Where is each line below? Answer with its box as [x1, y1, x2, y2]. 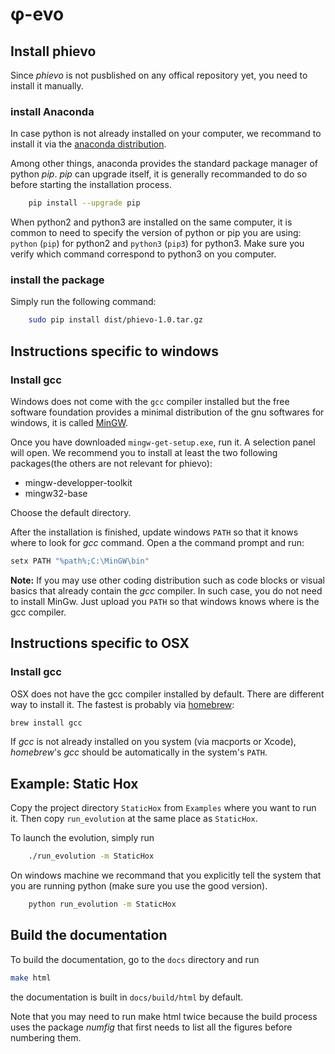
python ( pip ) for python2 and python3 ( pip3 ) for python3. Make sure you [10, 238, 305, 250]
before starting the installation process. [10, 179, 172, 191]
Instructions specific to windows [10, 343, 219, 360]
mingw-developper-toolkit [24, 477, 133, 489]
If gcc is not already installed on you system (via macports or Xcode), [10, 736, 297, 748]
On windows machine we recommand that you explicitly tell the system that [10, 869, 322, 882]
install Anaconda [10, 104, 95, 118]
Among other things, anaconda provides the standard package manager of [10, 158, 318, 170]
